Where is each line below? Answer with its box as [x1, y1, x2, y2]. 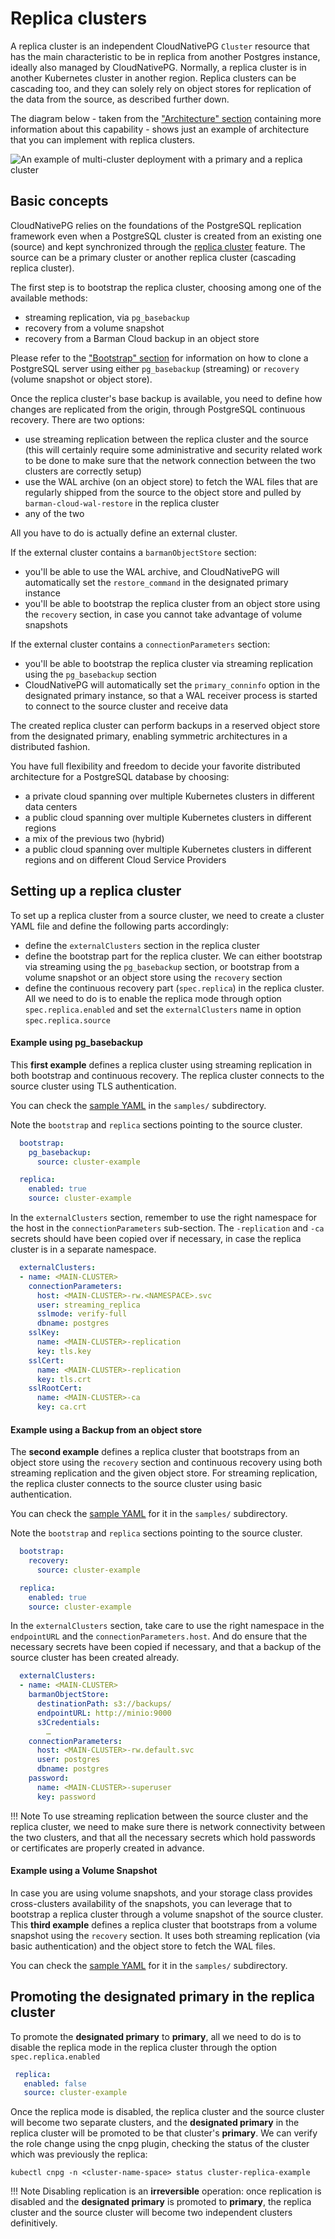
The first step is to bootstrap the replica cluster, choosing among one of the [10, 281, 322, 293]
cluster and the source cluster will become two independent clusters [10, 2207, 293, 2219]
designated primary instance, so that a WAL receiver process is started [24, 689, 318, 701]
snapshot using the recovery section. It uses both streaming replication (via [10, 1929, 321, 1941]
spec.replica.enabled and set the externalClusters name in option [24, 1003, 302, 1015]
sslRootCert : [28, 1383, 83, 1394]
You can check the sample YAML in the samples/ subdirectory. [10, 1099, 267, 1111]
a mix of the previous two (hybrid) [24, 832, 165, 844]
